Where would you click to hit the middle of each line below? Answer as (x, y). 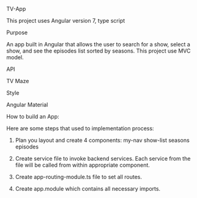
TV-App (16, 9)
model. (15, 57)
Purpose (17, 32)
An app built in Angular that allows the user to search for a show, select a (98, 44)
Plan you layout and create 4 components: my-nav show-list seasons (102, 140)
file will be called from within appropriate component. (82, 165)
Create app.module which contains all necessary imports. (88, 189)
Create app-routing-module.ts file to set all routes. (79, 177)
